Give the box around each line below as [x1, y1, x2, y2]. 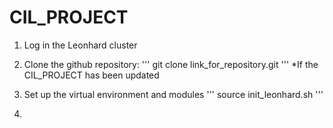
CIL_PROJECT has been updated [23, 69, 160, 81]
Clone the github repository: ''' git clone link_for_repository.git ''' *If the [23, 58, 319, 70]
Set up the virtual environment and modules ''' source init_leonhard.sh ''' [23, 88, 324, 100]
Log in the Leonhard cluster [23, 39, 138, 51]
